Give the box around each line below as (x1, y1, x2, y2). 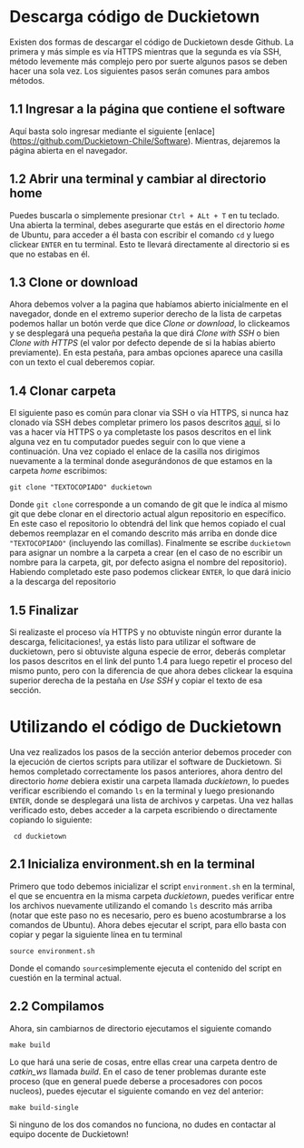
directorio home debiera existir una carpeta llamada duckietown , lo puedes (9, 775, 289, 786)
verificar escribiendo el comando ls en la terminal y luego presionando (9, 785, 275, 796)
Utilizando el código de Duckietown (9, 717, 282, 738)
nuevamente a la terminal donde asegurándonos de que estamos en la (9, 456, 273, 467)
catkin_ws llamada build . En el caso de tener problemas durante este (9, 1066, 267, 1077)
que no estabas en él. (9, 248, 91, 259)
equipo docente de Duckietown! (9, 1128, 129, 1139)
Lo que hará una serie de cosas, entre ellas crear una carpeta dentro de (9, 1056, 279, 1067)
